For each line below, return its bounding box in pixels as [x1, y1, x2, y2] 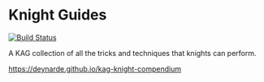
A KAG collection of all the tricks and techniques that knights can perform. [8, 48, 258, 58]
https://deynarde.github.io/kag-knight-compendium [8, 63, 182, 74]
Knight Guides [8, 6, 107, 24]
